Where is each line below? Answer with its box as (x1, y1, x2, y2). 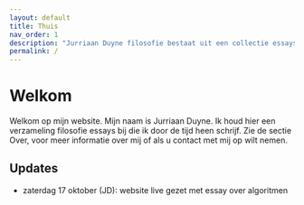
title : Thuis (9, 22, 59, 31)
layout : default (9, 13, 71, 23)
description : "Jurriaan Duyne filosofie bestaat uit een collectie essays (9, 38, 298, 48)
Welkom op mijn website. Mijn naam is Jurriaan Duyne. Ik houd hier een (9, 116, 276, 126)
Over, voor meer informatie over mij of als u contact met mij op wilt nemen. (9, 135, 288, 145)
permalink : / (9, 47, 59, 56)
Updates (9, 161, 59, 176)
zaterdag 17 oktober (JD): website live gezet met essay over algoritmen (22, 184, 288, 195)
